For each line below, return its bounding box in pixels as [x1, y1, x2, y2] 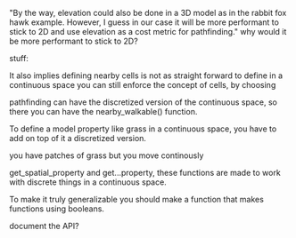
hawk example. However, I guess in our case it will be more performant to [9, 17, 279, 28]
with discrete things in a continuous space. [9, 177, 167, 187]
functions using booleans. [9, 203, 105, 214]
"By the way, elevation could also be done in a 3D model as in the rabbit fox [9, 8, 287, 18]
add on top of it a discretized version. [9, 133, 147, 143]
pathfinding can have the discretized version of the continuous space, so [9, 97, 278, 107]
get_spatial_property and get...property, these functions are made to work [9, 168, 281, 178]
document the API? [9, 221, 79, 231]
